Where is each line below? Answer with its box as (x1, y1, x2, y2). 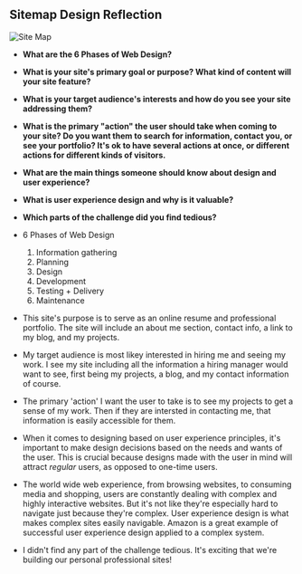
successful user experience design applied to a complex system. (22, 527, 265, 538)
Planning (35, 256, 70, 267)
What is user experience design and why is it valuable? (22, 194, 234, 205)
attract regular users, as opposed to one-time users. (22, 461, 219, 472)
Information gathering (35, 246, 118, 257)
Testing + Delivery (35, 285, 105, 296)
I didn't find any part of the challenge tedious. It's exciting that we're (22, 544, 278, 555)
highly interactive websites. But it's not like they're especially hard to (22, 498, 278, 509)
